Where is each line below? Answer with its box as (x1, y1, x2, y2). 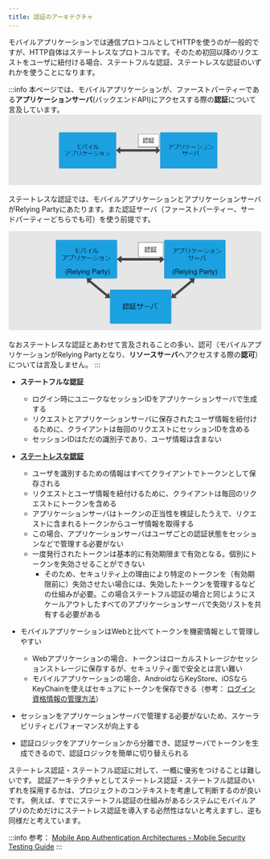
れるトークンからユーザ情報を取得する (67, 519, 194, 529)
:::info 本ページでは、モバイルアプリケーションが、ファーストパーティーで (8, 85, 253, 94)
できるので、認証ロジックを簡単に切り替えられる (27, 749, 189, 758)
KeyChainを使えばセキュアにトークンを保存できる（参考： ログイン (31, 684, 256, 694)
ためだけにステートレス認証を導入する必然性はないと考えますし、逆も (29, 806, 262, 816)
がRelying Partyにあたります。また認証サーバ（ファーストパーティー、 (8, 204, 241, 213)
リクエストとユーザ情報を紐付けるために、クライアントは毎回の (31, 489, 243, 498)
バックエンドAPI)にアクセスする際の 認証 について (95, 94, 257, 104)
